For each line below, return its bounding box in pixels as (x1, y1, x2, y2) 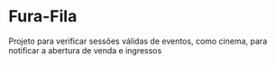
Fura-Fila (8, 6, 78, 27)
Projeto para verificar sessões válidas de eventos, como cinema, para (8, 36, 268, 46)
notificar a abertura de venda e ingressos (8, 45, 162, 55)
